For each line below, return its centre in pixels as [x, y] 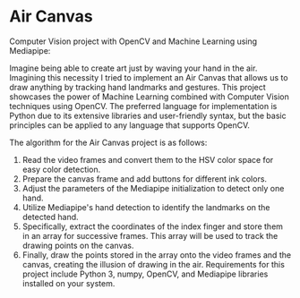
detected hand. [50, 217]
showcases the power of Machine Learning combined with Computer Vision [149, 97]
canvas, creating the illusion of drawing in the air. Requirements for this [153, 264]
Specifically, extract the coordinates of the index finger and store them [153, 226]
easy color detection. [61, 169]
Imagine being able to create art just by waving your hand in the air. [133, 68]
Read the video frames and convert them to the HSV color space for [148, 159]
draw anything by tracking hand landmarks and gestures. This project [137, 87]
